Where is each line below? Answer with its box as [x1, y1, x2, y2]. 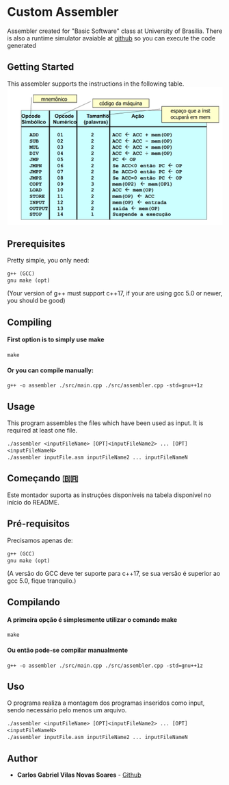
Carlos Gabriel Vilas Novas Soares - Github [16, 771, 142, 779]
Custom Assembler [7, 4, 119, 20]
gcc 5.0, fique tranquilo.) [7, 577, 77, 585]
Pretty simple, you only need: [7, 256, 90, 265]
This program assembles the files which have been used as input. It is [7, 419, 204, 427]
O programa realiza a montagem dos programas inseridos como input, [7, 699, 205, 707]
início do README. [7, 498, 59, 506]
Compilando [7, 596, 60, 608]
